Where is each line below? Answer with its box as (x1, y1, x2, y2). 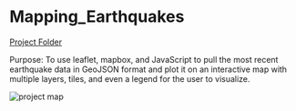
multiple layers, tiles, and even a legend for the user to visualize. (9, 73, 250, 84)
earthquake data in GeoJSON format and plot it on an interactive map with (9, 64, 288, 75)
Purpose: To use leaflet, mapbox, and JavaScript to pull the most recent (9, 54, 279, 65)
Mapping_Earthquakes (9, 6, 185, 27)
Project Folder (9, 36, 62, 47)
